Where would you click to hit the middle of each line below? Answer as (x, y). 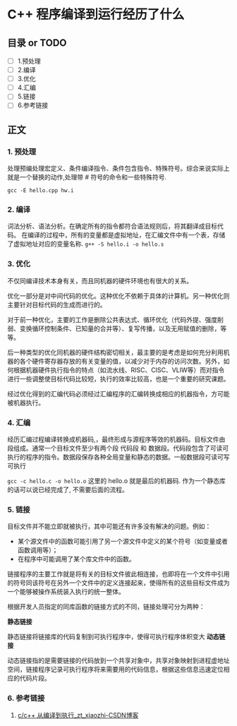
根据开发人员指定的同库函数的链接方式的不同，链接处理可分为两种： (106, 607)
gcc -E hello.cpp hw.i (41, 191)
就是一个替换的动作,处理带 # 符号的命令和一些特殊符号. (87, 177)
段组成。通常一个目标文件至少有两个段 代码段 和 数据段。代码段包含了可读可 (118, 448)
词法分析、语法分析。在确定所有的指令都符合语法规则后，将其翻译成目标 (112, 226)
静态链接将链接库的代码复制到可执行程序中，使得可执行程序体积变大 (106, 637)
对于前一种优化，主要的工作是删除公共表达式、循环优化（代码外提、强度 (112, 319)
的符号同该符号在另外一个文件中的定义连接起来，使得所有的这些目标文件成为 (119, 583)
